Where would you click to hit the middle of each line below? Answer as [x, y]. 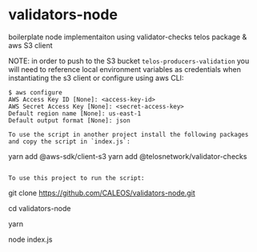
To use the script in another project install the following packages [128, 134]
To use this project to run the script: [77, 178]
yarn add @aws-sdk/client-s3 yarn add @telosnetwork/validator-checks [128, 156]
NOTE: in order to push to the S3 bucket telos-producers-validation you [129, 61]
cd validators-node [40, 208]
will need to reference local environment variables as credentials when [125, 69]
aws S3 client [31, 45]
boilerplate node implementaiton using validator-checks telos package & [128, 37]
